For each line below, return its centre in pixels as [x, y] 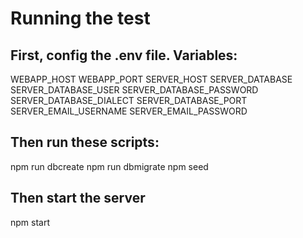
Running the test [80, 18]
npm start [30, 222]
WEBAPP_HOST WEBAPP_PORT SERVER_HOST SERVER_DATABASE [151, 79]
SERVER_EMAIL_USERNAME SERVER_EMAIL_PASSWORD [129, 111]
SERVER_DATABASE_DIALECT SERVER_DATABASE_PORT [129, 100]
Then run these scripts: [85, 142]
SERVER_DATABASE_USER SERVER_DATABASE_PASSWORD [134, 90]
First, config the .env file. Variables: [124, 55]
